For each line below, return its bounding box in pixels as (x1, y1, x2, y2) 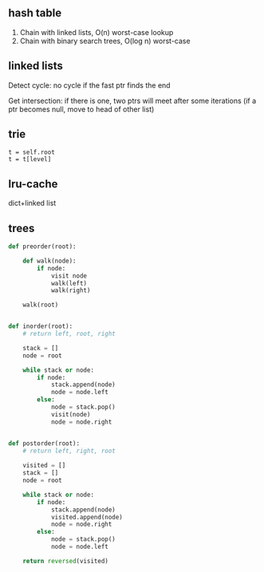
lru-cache (8, 177, 58, 191)
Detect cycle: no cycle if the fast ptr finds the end (8, 80, 171, 90)
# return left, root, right (22, 330, 116, 338)
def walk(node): (22, 257, 77, 265)
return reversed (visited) (22, 557, 109, 565)
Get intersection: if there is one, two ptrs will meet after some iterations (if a (8, 96, 257, 105)
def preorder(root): (8, 243, 77, 250)
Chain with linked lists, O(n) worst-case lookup (19, 27, 174, 37)
